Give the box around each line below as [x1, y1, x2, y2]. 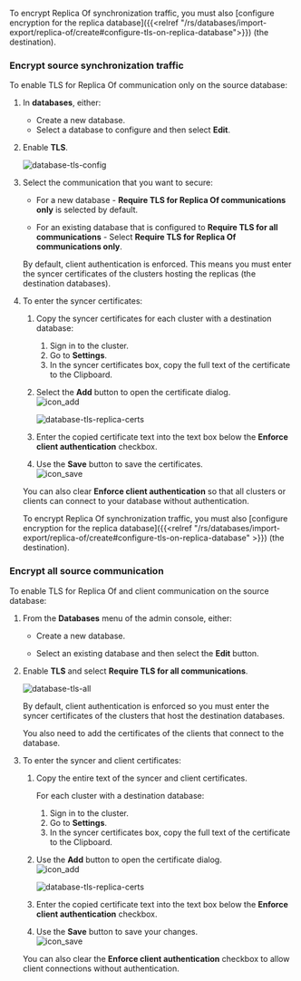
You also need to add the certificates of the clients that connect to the [22, 727, 284, 738]
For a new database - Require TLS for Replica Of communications [35, 195, 286, 206]
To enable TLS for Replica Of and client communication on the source [9, 585, 269, 597]
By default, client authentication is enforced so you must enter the [22, 700, 270, 711]
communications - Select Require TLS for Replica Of [35, 231, 237, 243]
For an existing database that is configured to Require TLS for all [35, 222, 278, 233]
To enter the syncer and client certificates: [22, 754, 181, 765]
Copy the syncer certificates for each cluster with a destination [35, 313, 272, 325]
